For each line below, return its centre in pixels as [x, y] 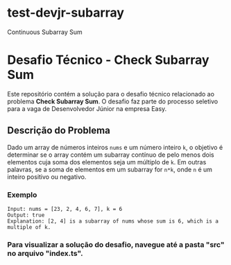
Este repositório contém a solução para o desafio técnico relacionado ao [111, 94]
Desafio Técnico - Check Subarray [108, 60]
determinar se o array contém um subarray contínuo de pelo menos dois [111, 155]
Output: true [26, 215]
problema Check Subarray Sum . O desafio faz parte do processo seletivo [113, 101]
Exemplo [22, 194]
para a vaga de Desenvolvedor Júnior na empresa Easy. [87, 108]
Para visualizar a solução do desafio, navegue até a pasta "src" [116, 244]
